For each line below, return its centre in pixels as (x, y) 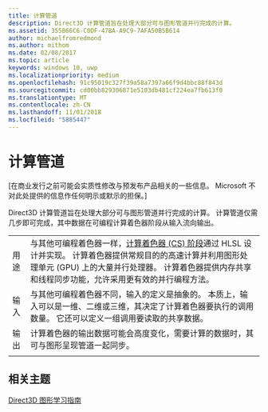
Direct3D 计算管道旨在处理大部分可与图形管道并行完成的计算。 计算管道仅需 (133, 212)
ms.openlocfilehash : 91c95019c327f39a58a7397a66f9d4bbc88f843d (116, 82)
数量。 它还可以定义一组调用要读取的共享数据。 (119, 318)
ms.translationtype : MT (48, 98)
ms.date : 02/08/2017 (43, 53)
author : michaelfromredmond (55, 38)
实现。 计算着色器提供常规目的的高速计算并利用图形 (143, 255)
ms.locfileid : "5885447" (49, 120)
